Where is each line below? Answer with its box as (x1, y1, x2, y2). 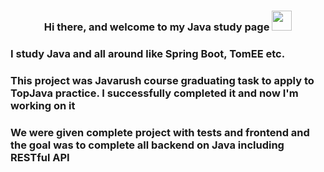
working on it (10, 98, 76, 112)
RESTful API (10, 150, 70, 164)
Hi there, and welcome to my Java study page (43, 20, 270, 34)
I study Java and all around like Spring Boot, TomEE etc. (10, 46, 286, 60)
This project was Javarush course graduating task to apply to (10, 73, 315, 87)
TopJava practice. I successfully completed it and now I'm (10, 86, 299, 100)
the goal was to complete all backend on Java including (10, 138, 285, 152)
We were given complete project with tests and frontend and (10, 125, 310, 139)
